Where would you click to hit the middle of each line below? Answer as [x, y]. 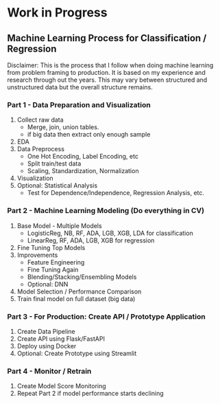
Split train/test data [54, 164]
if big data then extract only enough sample [89, 135]
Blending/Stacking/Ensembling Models [82, 277]
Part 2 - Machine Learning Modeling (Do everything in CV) [106, 211]
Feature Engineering [56, 262]
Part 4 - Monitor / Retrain [49, 371]
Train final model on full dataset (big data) [76, 299]
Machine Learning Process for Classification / [107, 38]
